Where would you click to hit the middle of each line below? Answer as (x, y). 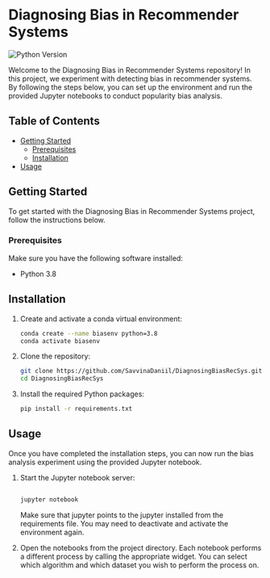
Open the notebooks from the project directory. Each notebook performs (141, 547)
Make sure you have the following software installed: (96, 258)
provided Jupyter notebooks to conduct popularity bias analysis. (116, 95)
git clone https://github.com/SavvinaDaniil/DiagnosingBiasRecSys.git (141, 371)
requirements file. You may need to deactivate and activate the (124, 523)
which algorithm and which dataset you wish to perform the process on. (139, 565)
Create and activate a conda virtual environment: (101, 318)
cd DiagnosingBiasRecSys (62, 379)
